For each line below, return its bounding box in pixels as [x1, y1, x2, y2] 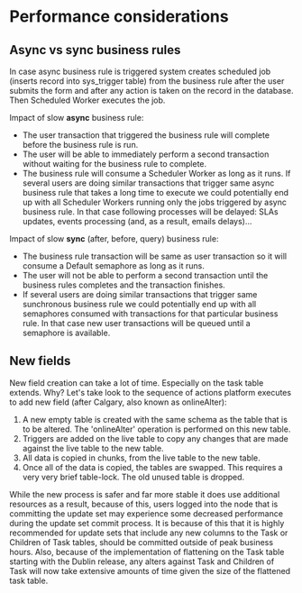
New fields [9, 353, 71, 369]
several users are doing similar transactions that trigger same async [22, 178, 275, 188]
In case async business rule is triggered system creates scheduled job [9, 66, 271, 77]
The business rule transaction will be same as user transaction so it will [22, 251, 287, 261]
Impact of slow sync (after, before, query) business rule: [9, 233, 219, 244]
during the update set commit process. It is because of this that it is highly [9, 517, 285, 528]
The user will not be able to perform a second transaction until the [22, 270, 269, 280]
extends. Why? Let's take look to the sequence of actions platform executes [9, 387, 291, 397]
